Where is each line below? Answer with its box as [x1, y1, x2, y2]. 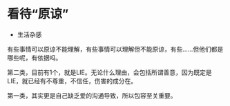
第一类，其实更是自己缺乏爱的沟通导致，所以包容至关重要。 [7, 91, 177, 100]
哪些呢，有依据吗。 [7, 53, 62, 62]
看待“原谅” [7, 6, 69, 22]
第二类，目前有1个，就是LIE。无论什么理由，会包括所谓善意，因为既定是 [7, 68, 212, 76]
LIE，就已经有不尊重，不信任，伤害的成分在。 [7, 76, 137, 85]
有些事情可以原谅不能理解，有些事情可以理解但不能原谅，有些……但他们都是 [7, 45, 224, 53]
